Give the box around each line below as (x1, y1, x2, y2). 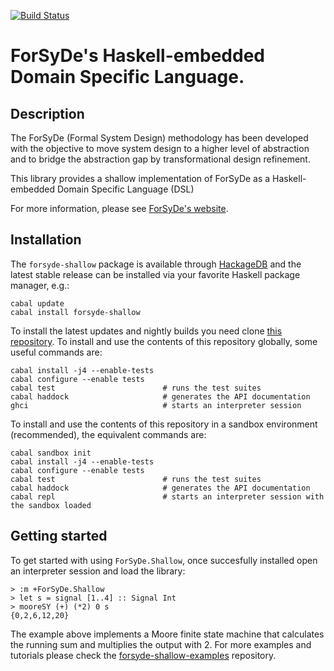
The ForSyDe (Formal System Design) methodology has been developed (10, 132, 309, 144)
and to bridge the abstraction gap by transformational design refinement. (10, 153, 311, 165)
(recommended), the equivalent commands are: (10, 428, 207, 440)
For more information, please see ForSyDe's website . (10, 203, 229, 214)
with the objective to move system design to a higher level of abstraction (10, 143, 310, 154)
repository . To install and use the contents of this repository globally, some (10, 335, 318, 347)
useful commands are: (10, 346, 103, 358)
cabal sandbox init (10, 448, 92, 458)
